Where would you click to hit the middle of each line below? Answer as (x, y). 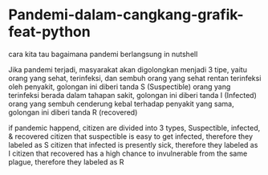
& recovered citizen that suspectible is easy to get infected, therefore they (131, 136)
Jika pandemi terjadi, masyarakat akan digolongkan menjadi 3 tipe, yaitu (128, 69)
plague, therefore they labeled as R (66, 161)
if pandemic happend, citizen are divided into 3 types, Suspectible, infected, (134, 128)
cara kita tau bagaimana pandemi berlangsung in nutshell (103, 54)
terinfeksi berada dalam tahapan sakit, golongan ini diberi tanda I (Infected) (132, 95)
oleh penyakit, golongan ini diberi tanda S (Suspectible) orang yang (120, 87)
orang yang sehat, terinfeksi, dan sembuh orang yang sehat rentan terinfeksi (135, 78)
